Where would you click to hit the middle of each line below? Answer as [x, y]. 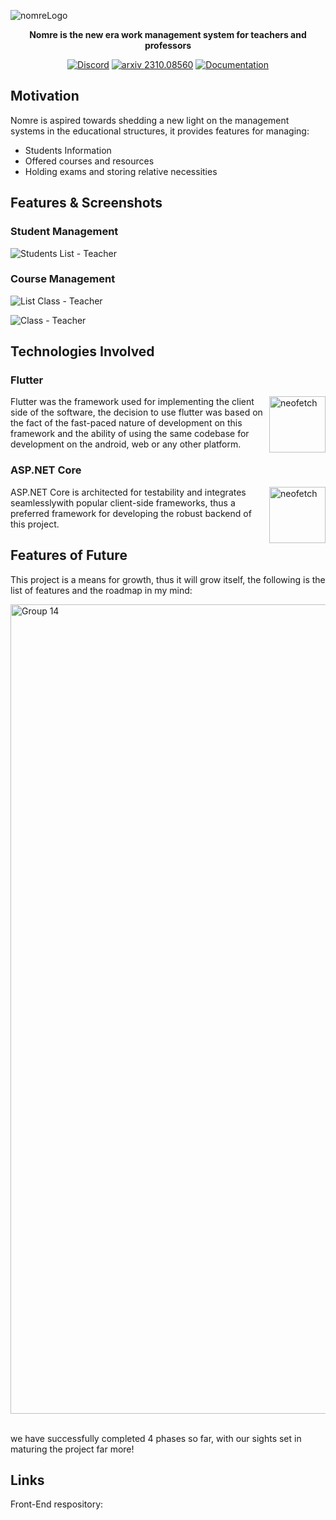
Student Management [64, 232]
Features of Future [69, 555]
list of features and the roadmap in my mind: [101, 590]
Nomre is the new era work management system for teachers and [168, 34]
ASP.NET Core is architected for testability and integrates [128, 492]
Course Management [63, 279]
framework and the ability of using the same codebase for [130, 434]
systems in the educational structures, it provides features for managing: [160, 131]
